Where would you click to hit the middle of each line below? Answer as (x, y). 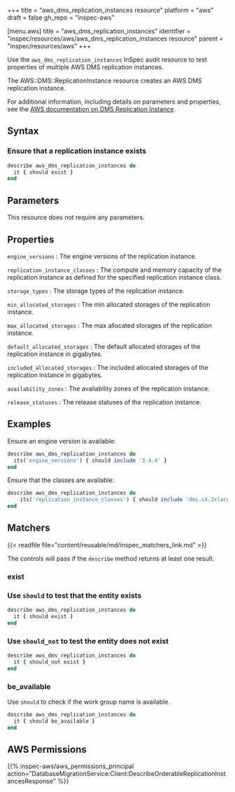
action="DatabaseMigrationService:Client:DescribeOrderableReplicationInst (116, 774)
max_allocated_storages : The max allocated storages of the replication (109, 325)
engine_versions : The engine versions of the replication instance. (102, 256)
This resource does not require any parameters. (76, 217)
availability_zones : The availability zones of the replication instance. (108, 388)
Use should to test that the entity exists (74, 595)
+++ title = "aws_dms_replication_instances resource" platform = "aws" (111, 10)
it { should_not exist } (50, 662)
